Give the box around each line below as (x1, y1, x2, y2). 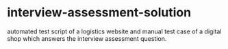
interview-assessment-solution (7, 5, 192, 20)
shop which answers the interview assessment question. (7, 34, 167, 42)
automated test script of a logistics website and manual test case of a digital (7, 27, 222, 35)
